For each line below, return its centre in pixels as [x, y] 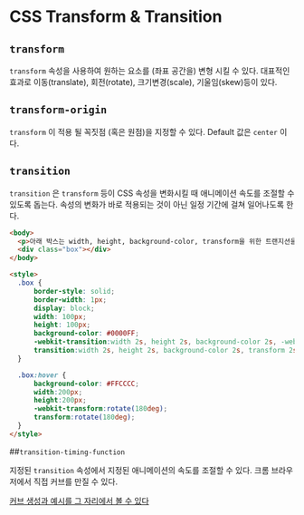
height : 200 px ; [60, 401]
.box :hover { [42, 375]
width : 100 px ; [60, 316]
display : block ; [64, 308]
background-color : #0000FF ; [86, 334]
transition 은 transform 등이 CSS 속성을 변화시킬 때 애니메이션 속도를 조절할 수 [152, 193]
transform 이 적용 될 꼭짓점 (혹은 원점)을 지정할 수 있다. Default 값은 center [144, 131]
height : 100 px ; [62, 325]
